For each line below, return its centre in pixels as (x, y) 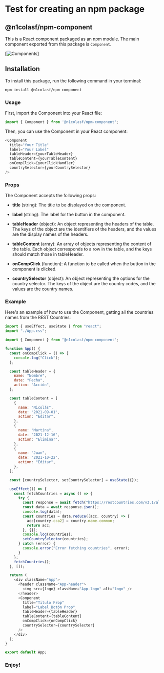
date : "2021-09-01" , (39, 412)
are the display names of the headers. (50, 234)
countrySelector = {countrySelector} (59, 625)
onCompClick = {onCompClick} (50, 621)
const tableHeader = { (32, 371)
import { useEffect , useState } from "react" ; (53, 326)
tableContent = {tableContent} (52, 616)
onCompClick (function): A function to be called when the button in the (84, 264)
